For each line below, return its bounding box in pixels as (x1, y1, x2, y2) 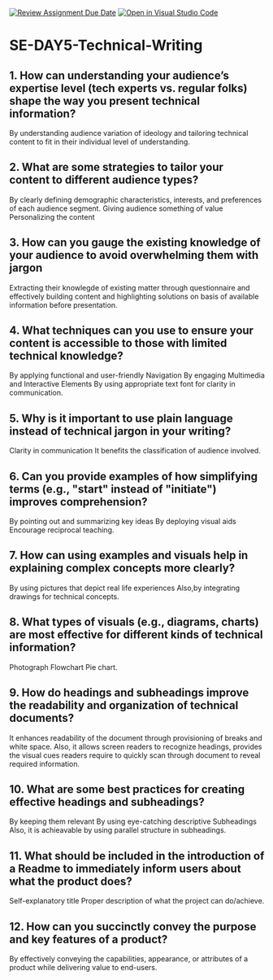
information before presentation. (9, 300, 118, 309)
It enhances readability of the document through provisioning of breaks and (9, 733, 262, 742)
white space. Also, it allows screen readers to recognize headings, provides (9, 742, 262, 751)
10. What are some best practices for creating (9, 782, 245, 796)
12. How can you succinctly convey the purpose (9, 920, 257, 934)
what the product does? (9, 874, 132, 888)
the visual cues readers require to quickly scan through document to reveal (9, 750, 261, 760)
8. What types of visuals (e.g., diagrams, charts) (9, 615, 259, 629)
